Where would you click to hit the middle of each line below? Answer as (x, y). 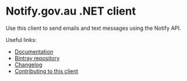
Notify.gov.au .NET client (71, 11)
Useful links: (21, 40)
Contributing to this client (46, 71)
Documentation (34, 51)
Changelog (28, 65)
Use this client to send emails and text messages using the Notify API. (94, 28)
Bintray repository (37, 58)
